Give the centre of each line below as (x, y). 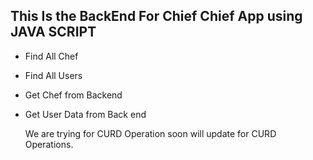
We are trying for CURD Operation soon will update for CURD (150, 133)
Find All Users (53, 75)
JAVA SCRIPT (53, 32)
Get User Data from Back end (85, 114)
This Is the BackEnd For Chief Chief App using (156, 16)
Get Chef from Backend (73, 95)
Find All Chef (51, 56)
